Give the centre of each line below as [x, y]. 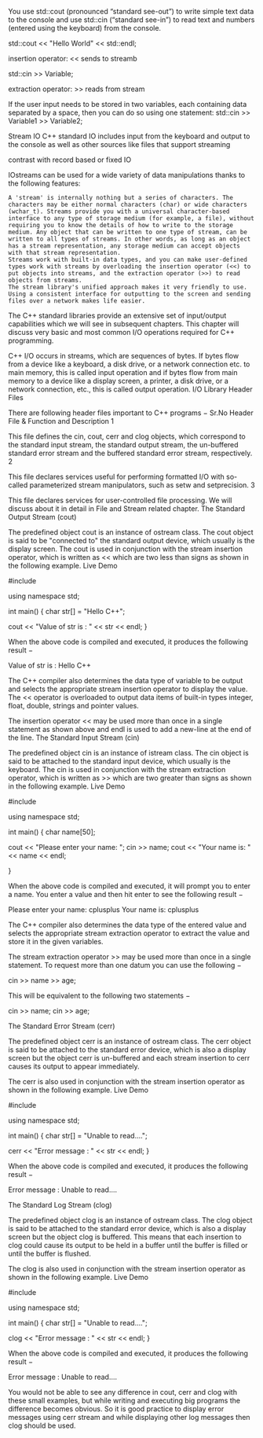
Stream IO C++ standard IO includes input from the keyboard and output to [129, 136]
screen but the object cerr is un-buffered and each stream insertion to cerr [129, 1058]
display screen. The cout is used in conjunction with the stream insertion [126, 549]
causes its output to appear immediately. [74, 1066]
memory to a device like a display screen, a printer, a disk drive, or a [119, 381]
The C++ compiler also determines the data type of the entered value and [128, 925]
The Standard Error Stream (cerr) [62, 1026]
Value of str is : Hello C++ [50, 665]
